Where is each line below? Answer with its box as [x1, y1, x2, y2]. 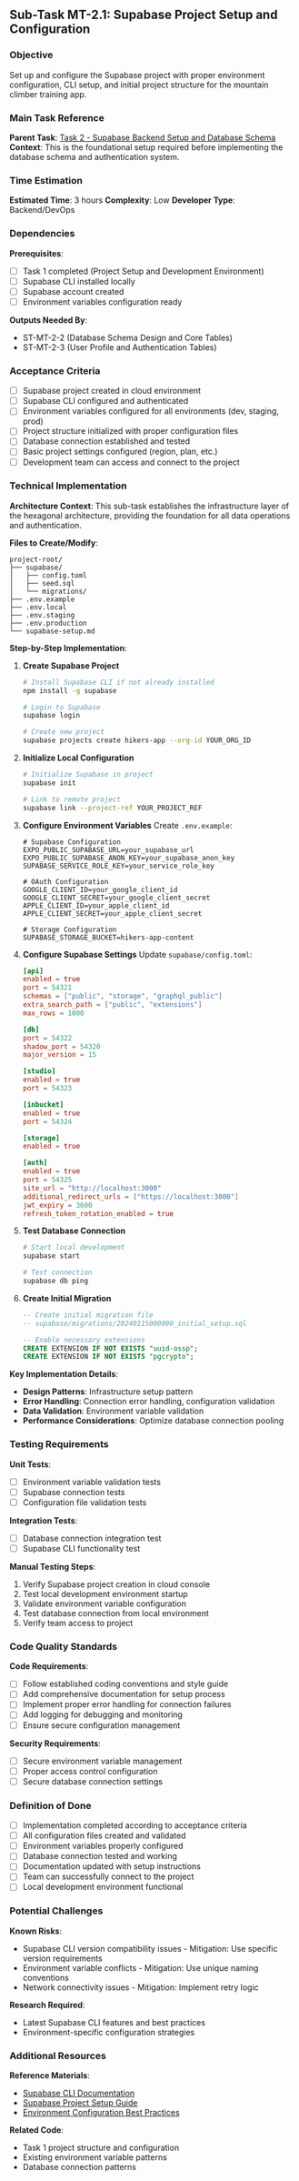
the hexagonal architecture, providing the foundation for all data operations [9, 509, 291, 521]
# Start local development [22, 1243, 125, 1252]
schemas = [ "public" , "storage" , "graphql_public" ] [22, 991, 223, 1001]
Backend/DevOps [9, 205, 75, 216]
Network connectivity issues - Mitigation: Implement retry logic [22, 1982, 259, 1993]
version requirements [22, 1953, 103, 1964]
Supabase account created [22, 286, 125, 296]
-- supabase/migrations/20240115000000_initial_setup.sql [22, 1319, 247, 1328]
